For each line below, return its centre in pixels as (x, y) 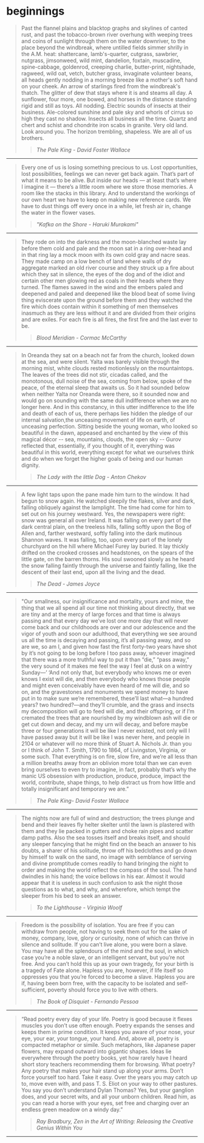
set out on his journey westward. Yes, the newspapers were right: (103, 514)
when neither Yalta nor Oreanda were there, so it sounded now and (105, 394)
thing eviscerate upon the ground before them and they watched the (107, 300)
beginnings (36, 11)
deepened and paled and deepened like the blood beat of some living (108, 293)
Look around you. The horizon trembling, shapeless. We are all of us (107, 131)
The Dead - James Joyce (68, 584)
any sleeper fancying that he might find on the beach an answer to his (108, 844)
